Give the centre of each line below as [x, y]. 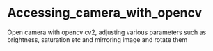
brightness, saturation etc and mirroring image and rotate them [97, 39]
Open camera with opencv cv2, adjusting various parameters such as [107, 32]
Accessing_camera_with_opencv [105, 13]
